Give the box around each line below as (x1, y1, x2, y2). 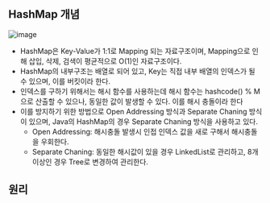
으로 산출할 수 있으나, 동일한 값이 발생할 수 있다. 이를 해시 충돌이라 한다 (19, 96, 243, 106)
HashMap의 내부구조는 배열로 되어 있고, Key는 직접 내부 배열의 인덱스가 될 (19, 66, 255, 76)
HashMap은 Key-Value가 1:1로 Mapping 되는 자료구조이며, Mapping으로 (19, 46, 251, 56)
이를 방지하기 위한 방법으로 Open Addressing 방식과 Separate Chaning (19, 106, 247, 116)
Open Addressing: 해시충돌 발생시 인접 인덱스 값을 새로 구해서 (31, 126, 230, 136)
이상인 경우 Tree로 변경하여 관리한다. (31, 156, 149, 167)
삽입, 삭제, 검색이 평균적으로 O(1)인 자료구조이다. (28, 56, 182, 66)
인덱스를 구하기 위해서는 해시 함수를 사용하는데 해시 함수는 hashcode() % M (19, 86, 260, 96)
